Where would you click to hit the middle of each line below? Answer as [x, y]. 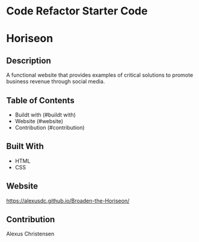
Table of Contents [41, 100]
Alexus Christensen [30, 234]
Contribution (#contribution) [50, 128]
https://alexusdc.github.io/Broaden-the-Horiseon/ [68, 201]
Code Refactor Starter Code [77, 11]
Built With [25, 146]
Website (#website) [39, 121]
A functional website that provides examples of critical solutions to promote [100, 75]
